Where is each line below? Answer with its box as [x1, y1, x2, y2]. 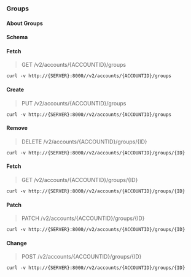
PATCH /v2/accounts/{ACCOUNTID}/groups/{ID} [21, 214, 145, 222]
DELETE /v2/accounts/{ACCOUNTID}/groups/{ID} [21, 138, 147, 145]
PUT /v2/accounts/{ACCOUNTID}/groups [21, 99, 127, 107]
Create [6, 86, 25, 93]
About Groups [6, 20, 43, 27]
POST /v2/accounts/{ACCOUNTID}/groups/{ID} [21, 253, 142, 260]
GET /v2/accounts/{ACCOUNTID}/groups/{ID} [21, 176, 138, 183]
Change [6, 239, 28, 246]
